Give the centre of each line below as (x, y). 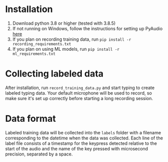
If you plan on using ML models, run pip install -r (66, 49)
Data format (31, 119)
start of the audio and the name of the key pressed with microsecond (77, 148)
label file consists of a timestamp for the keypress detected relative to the (81, 143)
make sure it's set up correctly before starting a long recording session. (79, 98)
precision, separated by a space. (39, 154)
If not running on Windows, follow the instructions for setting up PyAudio (88, 28)
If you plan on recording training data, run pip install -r (72, 39)
